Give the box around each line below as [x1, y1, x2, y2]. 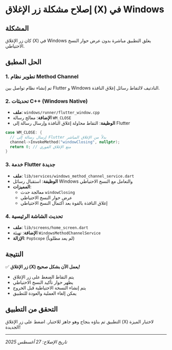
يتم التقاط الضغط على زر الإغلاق [12, 274, 74, 280]
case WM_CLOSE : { [5, 129, 42, 135]
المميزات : [12, 183, 32, 190]
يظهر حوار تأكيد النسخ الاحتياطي [12, 279, 74, 285]
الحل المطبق [5, 58, 42, 67]
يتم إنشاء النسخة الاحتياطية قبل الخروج [12, 285, 86, 291]
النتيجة [5, 250, 24, 259]
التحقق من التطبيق [5, 305, 58, 314]
